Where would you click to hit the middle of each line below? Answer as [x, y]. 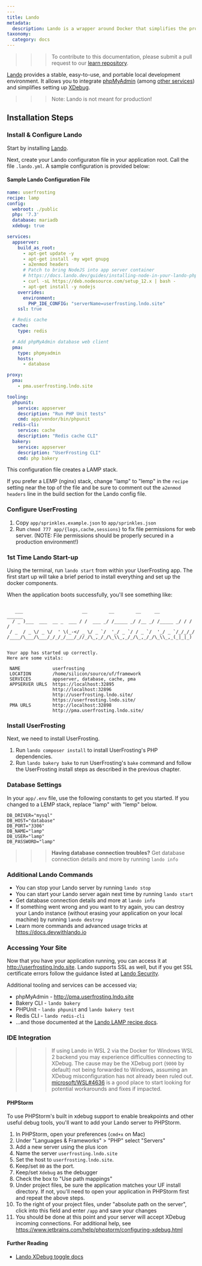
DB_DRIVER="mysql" [30, 815]
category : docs [31, 40]
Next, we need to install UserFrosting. [53, 739]
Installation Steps [40, 118]
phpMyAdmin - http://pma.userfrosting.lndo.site [75, 997]
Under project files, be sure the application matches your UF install [98, 1185]
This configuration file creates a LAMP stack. [62, 470]
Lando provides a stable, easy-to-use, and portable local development [94, 75]
